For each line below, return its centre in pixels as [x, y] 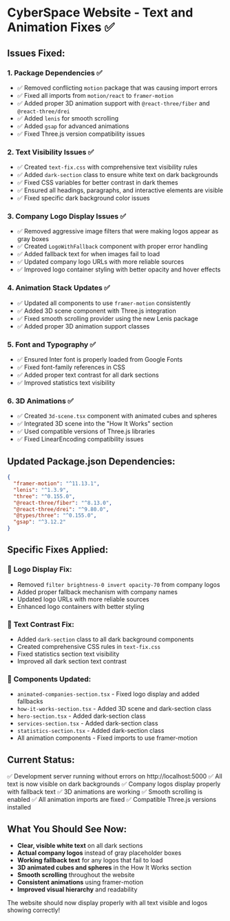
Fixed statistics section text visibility [68, 654]
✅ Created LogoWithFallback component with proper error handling [112, 247]
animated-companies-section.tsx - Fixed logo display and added [108, 694]
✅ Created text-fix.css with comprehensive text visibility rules [107, 167]
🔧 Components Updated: [49, 679]
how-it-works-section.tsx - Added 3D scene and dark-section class [114, 709]
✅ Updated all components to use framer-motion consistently [104, 303]
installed [19, 807]
